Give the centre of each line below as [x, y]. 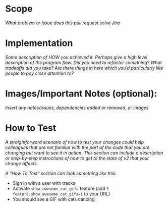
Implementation [39, 43]
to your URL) [97, 194]
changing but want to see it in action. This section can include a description [84, 152]
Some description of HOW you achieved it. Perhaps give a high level [76, 57]
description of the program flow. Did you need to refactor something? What [84, 62]
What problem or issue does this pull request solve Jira [63, 23]
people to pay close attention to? [40, 73]
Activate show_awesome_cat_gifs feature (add [59, 188]
